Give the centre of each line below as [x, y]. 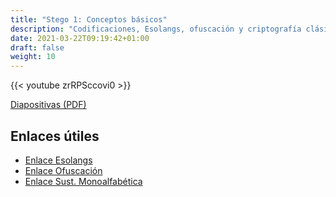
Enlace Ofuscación [63, 170]
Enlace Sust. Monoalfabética [83, 181]
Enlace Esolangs [58, 160]
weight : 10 [33, 57]
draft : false [37, 47]
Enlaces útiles [55, 136]
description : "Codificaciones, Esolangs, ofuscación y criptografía [156, 29]
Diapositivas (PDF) [48, 105]
